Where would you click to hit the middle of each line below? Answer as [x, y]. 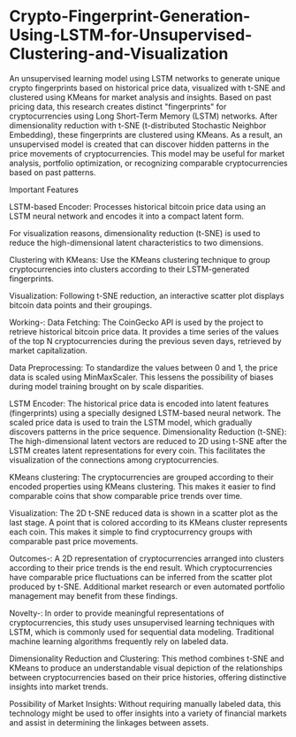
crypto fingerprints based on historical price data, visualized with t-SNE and [147, 88]
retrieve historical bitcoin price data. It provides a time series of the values [144, 331]
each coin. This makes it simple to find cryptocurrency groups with [131, 532]
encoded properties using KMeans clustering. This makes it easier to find [143, 486]
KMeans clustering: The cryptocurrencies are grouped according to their [141, 477]
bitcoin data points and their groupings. [81, 305]
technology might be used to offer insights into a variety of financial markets [148, 713]
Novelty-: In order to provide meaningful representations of [117, 613]
